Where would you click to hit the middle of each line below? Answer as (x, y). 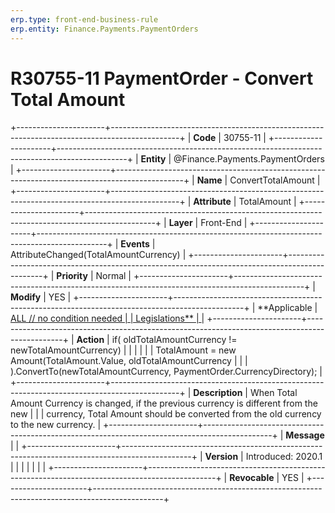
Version (221, 457)
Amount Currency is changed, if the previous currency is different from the (164, 403)
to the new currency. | (56, 425)
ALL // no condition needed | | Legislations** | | (107, 318)
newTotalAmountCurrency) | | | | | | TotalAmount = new (123, 350)
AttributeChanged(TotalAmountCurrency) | (98, 255)
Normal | (113, 276)
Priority (72, 276)
